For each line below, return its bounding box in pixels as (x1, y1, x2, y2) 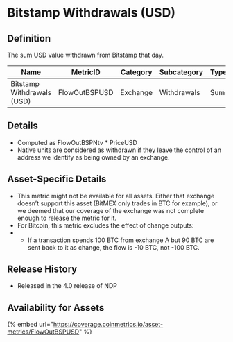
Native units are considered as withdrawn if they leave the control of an (17, 146, 222, 154)
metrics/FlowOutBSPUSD (7, 327, 80, 336)
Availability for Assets (7, 302, 105, 314)
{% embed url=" (7, 320, 54, 329)
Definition (7, 33, 51, 44)
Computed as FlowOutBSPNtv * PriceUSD (17, 138, 137, 146)
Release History (7, 264, 78, 275)
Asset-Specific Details (7, 173, 107, 185)
